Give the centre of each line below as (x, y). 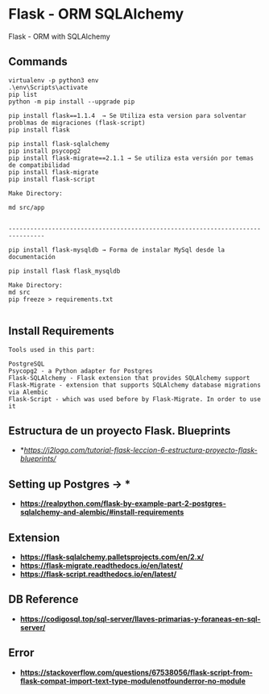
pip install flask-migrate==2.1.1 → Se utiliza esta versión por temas (131, 158)
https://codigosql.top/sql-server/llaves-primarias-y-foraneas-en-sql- (140, 619)
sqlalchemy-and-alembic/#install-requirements (102, 512)
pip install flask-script (52, 179)
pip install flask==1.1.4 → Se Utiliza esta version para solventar (128, 115)
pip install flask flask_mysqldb (64, 271)
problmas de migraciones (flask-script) (77, 123)
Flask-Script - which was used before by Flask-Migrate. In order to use (135, 399)
